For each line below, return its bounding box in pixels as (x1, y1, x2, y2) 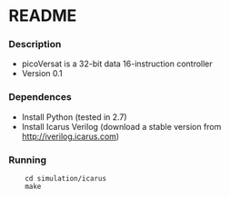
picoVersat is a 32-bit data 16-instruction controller (21, 58, 213, 69)
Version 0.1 (21, 68, 63, 79)
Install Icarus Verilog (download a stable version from (21, 121, 222, 132)
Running (8, 153, 47, 166)
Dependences (8, 91, 72, 104)
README (8, 5, 77, 26)
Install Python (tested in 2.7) (21, 111, 128, 123)
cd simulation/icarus (25, 174, 106, 183)
